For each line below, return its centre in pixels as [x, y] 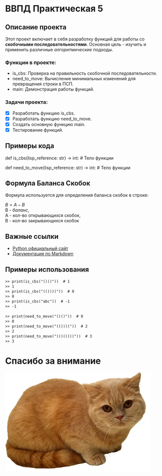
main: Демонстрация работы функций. [53, 89]
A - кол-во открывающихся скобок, [43, 215]
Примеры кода [30, 146]
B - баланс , [17, 210]
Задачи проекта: [27, 102]
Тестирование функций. [38, 130]
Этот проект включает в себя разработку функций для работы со [75, 39]
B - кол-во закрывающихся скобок [42, 221]
